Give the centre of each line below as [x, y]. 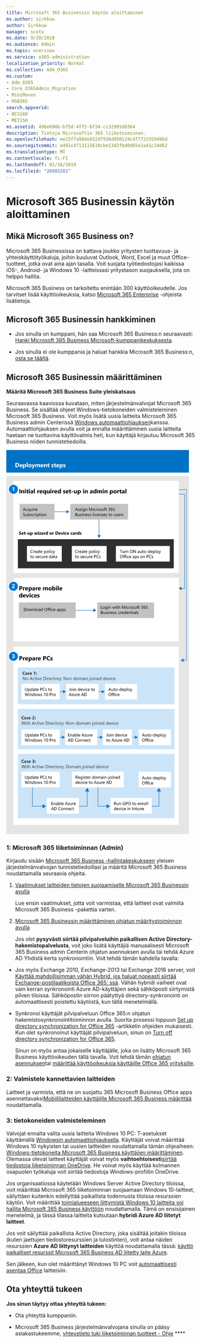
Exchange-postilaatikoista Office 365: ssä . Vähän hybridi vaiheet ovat [101, 983]
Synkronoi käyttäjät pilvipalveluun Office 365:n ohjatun [82, 1013]
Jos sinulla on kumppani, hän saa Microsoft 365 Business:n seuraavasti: [104, 334]
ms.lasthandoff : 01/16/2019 [41, 164]
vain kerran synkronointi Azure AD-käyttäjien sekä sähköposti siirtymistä [105, 989]
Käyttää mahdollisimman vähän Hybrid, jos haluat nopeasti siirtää [96, 976]
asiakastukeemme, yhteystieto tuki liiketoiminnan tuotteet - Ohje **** [100, 1333]
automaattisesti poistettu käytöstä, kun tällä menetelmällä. [86, 1002]
